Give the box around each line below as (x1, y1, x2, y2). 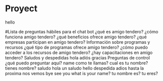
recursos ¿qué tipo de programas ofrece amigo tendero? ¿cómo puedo (5, 44, 148, 50)
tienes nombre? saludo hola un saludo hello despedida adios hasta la (5, 65, 144, 71)
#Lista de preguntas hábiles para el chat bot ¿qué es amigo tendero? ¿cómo (5, 28, 159, 34)
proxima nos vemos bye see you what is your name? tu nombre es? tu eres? (5, 70, 158, 76)
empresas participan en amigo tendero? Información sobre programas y (5, 39, 150, 45)
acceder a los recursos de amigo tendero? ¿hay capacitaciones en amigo (5, 50, 153, 55)
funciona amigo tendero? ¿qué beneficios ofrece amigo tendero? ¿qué (5, 34, 147, 40)
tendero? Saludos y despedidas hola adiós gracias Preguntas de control (5, 54, 150, 60)
